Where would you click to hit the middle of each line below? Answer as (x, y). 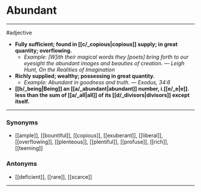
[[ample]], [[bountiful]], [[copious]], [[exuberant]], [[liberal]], (89, 136)
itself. (22, 101)
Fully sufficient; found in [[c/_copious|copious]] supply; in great (96, 44)
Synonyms (22, 122)
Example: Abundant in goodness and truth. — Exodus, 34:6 (97, 82)
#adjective (19, 32)
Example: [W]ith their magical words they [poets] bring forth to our (106, 57)
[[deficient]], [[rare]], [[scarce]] (54, 176)
